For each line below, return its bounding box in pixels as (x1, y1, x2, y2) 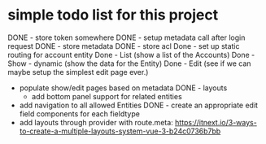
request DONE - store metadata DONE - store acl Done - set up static (7, 41, 240, 50)
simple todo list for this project (7, 6, 219, 24)
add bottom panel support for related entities (31, 91, 182, 101)
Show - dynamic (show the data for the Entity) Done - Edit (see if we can (7, 59, 251, 68)
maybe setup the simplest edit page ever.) (7, 67, 149, 76)
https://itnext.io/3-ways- (175, 117, 257, 127)
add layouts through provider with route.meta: (19, 117, 174, 127)
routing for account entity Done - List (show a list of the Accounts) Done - (7, 50, 255, 59)
